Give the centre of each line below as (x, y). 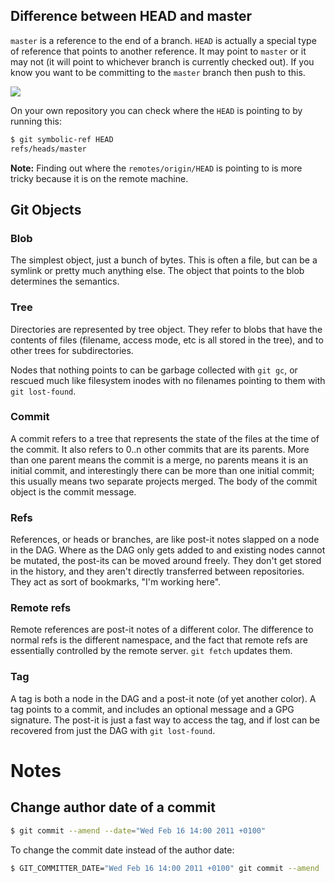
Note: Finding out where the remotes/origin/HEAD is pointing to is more (156, 168)
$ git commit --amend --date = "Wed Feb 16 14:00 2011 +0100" (138, 830)
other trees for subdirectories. (72, 350)
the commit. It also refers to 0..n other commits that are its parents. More (160, 449)
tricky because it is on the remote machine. (99, 178)
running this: (36, 121)
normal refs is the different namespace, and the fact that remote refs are (159, 640)
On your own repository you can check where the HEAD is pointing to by (156, 110)
